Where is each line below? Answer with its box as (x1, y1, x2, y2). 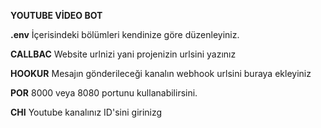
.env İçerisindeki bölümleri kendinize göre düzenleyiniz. (10, 29, 240, 40)
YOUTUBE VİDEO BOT (10, 10, 103, 21)
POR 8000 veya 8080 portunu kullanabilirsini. (10, 87, 198, 99)
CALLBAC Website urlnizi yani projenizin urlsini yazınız (10, 48, 237, 60)
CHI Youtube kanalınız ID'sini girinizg (10, 106, 163, 118)
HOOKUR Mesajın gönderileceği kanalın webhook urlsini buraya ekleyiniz (10, 68, 312, 79)
